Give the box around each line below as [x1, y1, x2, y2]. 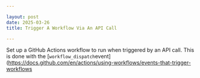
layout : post [6, 14, 39, 20]
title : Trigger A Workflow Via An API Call [6, 25, 117, 31]
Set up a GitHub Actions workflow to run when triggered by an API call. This [6, 46, 195, 54]
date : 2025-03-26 [6, 19, 50, 26]
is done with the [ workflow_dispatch [6, 53, 95, 60]
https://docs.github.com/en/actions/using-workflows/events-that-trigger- [8, 59, 192, 66]
